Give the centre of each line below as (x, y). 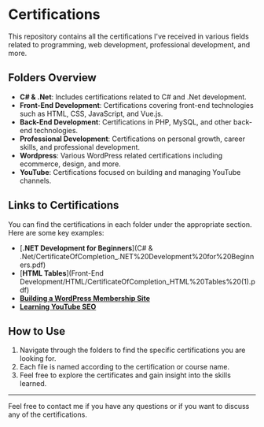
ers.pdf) (33, 265)
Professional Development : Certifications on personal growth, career (132, 139)
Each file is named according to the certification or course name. (125, 367)
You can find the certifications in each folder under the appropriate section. (130, 224)
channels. (35, 180)
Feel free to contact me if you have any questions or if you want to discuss (129, 407)
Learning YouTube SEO (58, 306)
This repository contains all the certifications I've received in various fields (128, 36)
